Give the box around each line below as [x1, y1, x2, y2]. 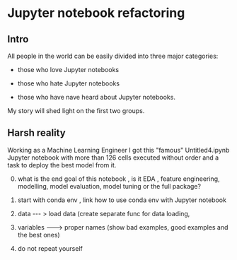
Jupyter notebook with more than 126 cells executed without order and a [7, 153, 219, 162]
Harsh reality [7, 127, 66, 139]
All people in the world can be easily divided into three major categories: [7, 52, 219, 60]
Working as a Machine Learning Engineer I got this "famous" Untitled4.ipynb [7, 146, 230, 154]
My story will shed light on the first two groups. [7, 107, 145, 114]
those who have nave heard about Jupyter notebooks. [17, 93, 175, 101]
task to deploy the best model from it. [7, 160, 117, 169]
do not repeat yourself [17, 244, 83, 252]
